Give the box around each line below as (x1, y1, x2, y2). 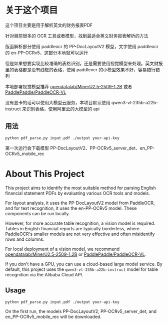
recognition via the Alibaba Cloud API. (5, 271, 83, 277)
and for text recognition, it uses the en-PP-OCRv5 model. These (5, 205, 137, 211)
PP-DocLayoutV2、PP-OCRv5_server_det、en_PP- (49, 145, 155, 151)
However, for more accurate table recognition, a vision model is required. (5, 220, 155, 226)
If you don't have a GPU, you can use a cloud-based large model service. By (5, 261, 162, 267)
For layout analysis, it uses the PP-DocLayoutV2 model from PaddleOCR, (5, 200, 155, 206)
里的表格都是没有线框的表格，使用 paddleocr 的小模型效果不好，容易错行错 (5, 66, 160, 73)
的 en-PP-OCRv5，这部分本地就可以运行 (5, 50, 88, 56)
